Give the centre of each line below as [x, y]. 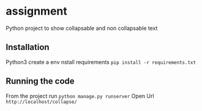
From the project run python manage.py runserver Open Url [80, 96]
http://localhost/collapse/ [42, 102]
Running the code [40, 81]
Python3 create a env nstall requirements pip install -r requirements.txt [101, 62]
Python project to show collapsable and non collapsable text [82, 28]
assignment [37, 11]
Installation [28, 47]
